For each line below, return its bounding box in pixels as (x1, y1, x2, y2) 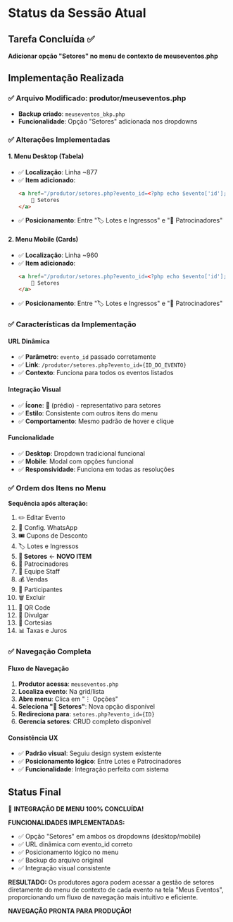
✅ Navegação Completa (8, 646, 92, 656)
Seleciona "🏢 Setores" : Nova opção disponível (18, 702, 156, 711)
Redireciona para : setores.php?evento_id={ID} (18, 710, 156, 719)
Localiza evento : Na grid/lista (18, 687, 105, 696)
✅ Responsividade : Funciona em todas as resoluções (18, 465, 175, 473)
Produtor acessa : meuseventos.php (18, 680, 119, 688)
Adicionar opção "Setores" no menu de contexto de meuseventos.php (8, 52, 218, 60)
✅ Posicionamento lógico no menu (18, 848, 119, 856)
